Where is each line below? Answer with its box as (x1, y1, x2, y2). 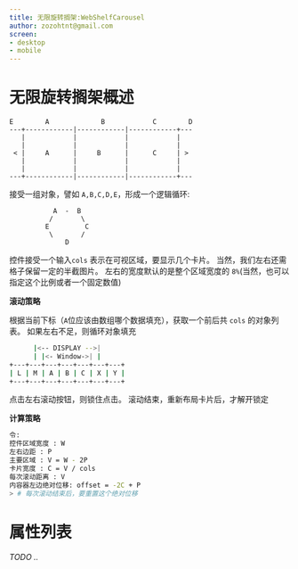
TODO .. (9, 552, 39, 563)
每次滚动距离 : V (9, 472, 65, 482)
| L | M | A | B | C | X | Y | (9, 368, 125, 377)
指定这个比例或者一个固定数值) (9, 277, 122, 288)
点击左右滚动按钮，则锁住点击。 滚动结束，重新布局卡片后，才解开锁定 (9, 394, 269, 405)
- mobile (9, 46, 42, 55)
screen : (9, 29, 38, 38)
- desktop (9, 37, 46, 47)
